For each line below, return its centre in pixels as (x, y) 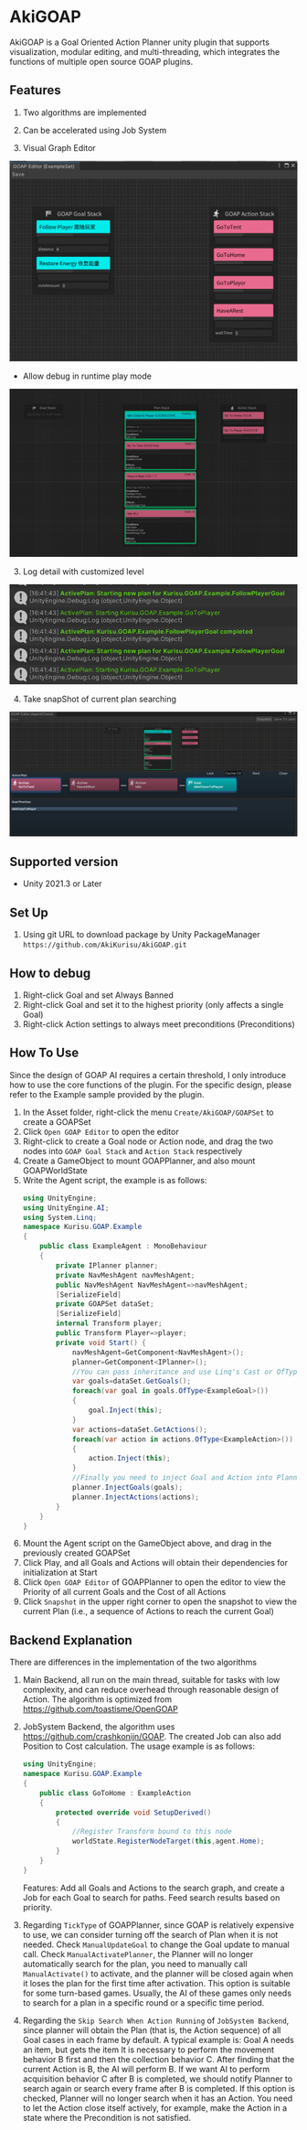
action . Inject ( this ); (129, 1459)
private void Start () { (101, 1343)
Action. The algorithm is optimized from (97, 1699)
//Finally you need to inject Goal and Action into (172, 1478)
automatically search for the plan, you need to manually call (135, 1964)
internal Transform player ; (109, 1323)
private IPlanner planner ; (107, 1265)
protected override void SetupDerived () (134, 1813)
